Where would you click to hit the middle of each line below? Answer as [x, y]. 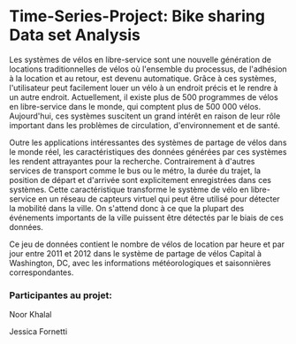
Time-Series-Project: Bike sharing [137, 16]
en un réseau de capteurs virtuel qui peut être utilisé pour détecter [159, 199]
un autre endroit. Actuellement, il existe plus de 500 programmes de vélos [144, 97]
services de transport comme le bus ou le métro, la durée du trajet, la [135, 171]
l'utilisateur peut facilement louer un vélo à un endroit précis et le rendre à [144, 88]
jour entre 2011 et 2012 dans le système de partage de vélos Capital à [136, 253]
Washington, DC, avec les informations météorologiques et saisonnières [140, 263]
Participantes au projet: [61, 295]
